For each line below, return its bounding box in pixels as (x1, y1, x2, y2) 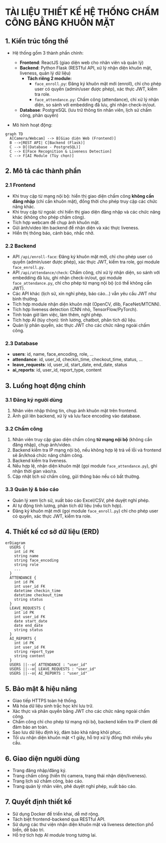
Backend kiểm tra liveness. (12, 458, 67, 463)
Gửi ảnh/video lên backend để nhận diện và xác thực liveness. (12, 225, 140, 230)
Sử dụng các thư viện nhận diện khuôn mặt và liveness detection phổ (12, 821, 154, 827)
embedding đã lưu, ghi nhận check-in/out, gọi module (12, 275, 122, 281)
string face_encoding (14, 558, 58, 563)
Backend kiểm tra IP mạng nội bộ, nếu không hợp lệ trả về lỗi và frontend (12, 447, 162, 453)
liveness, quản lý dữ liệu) (19, 70, 71, 76)
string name (14, 553, 39, 559)
